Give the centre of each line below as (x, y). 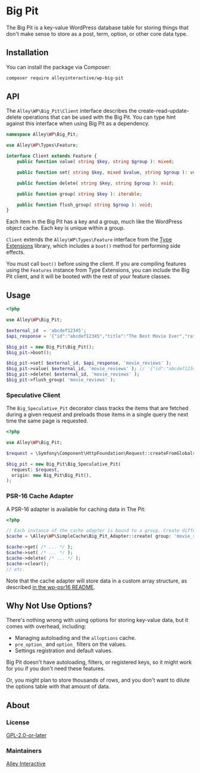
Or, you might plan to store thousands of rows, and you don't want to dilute (98, 680)
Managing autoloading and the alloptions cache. (75, 638)
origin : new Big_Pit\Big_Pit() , (52, 475)
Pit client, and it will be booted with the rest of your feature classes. (89, 276)
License (18, 722)
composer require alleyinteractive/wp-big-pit (65, 78)
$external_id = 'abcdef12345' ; (46, 330)
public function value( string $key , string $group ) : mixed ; (96, 162)
